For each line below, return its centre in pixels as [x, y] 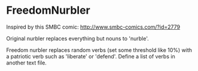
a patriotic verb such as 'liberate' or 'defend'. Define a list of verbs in [91, 56]
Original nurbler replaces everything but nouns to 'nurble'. [78, 38]
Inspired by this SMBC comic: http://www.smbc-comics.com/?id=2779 [93, 27]
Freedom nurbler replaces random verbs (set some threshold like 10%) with [99, 50]
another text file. [26, 63]
